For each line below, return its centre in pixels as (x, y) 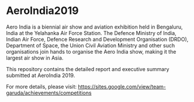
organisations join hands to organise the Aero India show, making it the (91, 51)
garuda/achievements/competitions (49, 93)
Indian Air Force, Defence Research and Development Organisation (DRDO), (97, 39)
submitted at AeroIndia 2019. (41, 75)
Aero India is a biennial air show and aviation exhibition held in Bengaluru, (94, 27)
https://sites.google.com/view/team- (122, 86)
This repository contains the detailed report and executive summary (88, 69)
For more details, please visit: (41, 86)
